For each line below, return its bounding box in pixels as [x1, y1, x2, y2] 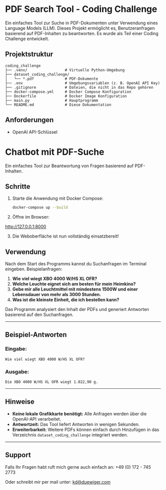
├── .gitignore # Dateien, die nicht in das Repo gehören [5, 85, 154, 90]
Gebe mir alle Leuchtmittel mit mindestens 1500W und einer [12, 286, 138, 292]
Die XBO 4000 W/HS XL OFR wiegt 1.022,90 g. [5, 379, 98, 384]
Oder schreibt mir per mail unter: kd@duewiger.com [5, 479, 111, 485]
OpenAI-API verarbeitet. [12, 416, 61, 422]
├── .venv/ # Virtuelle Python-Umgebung [5, 67, 125, 72]
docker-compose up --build [12, 205, 68, 210]
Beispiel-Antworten [5, 331, 67, 339]
